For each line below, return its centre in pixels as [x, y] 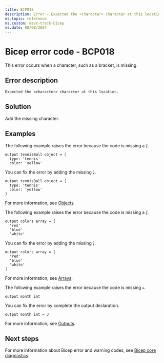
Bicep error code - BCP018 [60, 52]
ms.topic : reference [26, 19]
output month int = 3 [27, 314]
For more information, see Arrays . [39, 278]
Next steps [22, 338]
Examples [20, 134]
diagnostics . [17, 356]
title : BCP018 [20, 10]
